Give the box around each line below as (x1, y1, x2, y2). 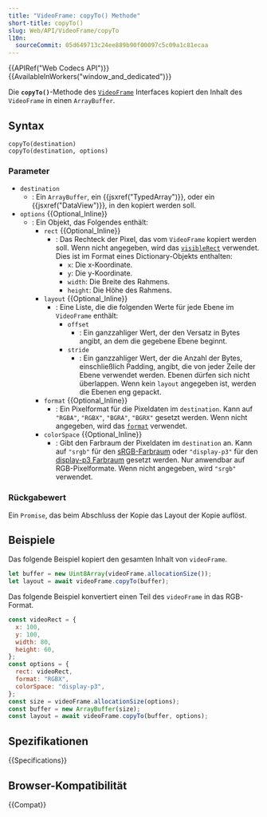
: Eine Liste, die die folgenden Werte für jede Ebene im (55, 303, 234, 312)
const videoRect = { (8, 616, 77, 624)
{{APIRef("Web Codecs (8, 63, 85, 73)
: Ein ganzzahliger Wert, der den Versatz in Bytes (79, 328, 241, 338)
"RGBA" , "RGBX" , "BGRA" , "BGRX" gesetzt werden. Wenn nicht (55, 413, 248, 422)
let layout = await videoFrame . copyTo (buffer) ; (8, 577, 170, 585)
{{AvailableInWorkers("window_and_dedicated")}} (8, 72, 172, 81)
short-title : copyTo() (8, 19, 84, 27)
